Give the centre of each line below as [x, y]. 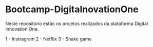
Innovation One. [22, 29]
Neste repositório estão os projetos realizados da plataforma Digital [77, 24]
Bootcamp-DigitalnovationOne [72, 9]
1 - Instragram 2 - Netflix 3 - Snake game [49, 39]
